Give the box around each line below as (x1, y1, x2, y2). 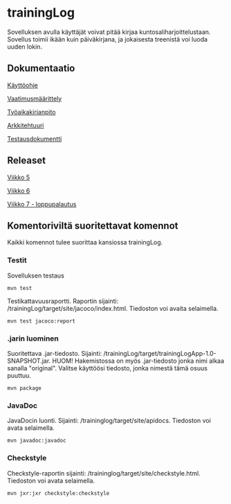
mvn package (7, 384, 41, 392)
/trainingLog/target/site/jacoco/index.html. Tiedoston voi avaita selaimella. (7, 304, 219, 312)
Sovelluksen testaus (7, 271, 64, 280)
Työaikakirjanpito (7, 107, 56, 116)
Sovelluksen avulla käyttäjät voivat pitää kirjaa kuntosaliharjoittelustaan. (7, 28, 211, 36)
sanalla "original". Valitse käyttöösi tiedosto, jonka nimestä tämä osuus (7, 363, 207, 372)
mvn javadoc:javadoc (7, 438, 67, 444)
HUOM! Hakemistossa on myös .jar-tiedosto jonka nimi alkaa (52, 357, 225, 365)
